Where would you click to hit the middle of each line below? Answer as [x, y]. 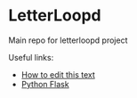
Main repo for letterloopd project [68, 40]
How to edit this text [58, 74]
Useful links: [31, 57]
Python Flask [45, 84]
